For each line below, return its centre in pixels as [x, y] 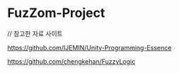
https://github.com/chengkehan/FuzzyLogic [71, 61]
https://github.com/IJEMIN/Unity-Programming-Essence [89, 47]
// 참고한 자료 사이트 [35, 33]
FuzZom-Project [56, 13]
